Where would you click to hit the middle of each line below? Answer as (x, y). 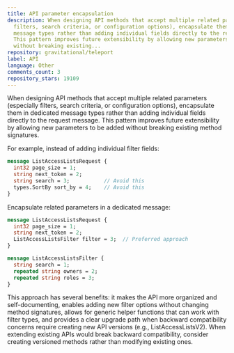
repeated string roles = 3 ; (54, 278)
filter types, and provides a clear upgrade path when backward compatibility (117, 320)
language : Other (31, 65)
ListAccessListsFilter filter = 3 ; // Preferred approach (101, 240)
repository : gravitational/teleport (60, 53)
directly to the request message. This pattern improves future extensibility (113, 120)
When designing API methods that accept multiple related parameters (107, 98)
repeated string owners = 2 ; (56, 271)
